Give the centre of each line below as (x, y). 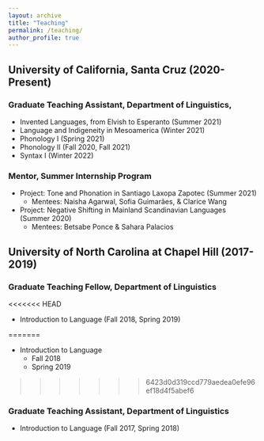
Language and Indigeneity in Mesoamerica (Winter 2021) (112, 130)
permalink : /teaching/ (45, 30)
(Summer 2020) (45, 219)
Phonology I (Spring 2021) (62, 139)
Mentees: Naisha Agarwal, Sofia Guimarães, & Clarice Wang (129, 202)
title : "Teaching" (38, 23)
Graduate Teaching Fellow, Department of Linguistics (113, 287)
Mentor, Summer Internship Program (80, 176)
